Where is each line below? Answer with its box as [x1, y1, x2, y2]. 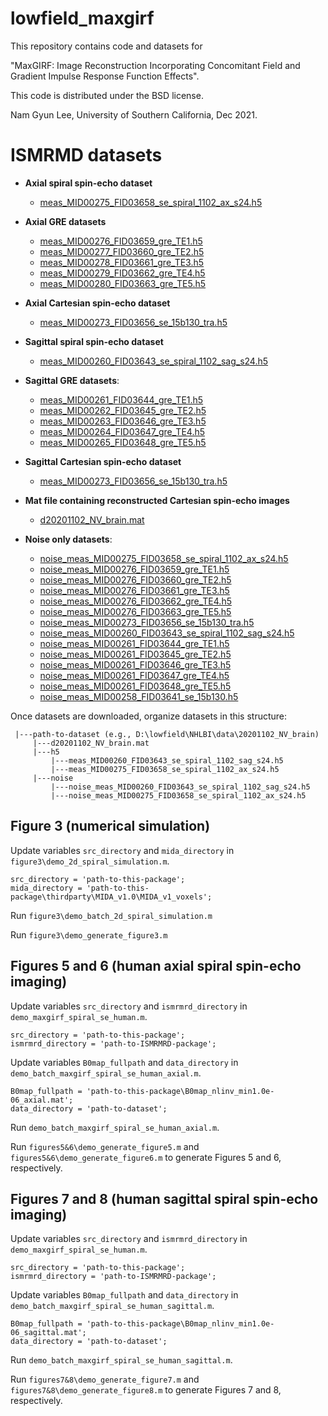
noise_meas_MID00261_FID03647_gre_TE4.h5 [39, 669, 230, 681]
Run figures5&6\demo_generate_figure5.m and [10, 1140, 200, 1152]
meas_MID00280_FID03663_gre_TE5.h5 [39, 277, 207, 289]
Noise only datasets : [24, 533, 113, 545]
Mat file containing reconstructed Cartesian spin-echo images [24, 494, 290, 506]
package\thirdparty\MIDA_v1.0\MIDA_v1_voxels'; [10, 892, 213, 902]
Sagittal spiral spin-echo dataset [24, 335, 164, 347]
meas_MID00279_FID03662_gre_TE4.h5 [39, 267, 206, 279]
